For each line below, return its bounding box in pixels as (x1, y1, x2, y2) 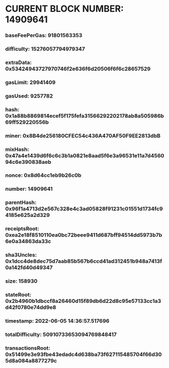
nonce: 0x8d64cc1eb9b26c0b (5, 172, 82, 179)
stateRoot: (5, 291, 32, 298)
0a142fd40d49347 (5, 264, 53, 271)
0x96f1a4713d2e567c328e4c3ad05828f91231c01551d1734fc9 (5, 205, 163, 212)
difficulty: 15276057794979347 (5, 45, 85, 53)
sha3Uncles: (5, 251, 37, 258)
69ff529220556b (5, 118, 49, 125)
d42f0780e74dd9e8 (5, 304, 57, 311)
